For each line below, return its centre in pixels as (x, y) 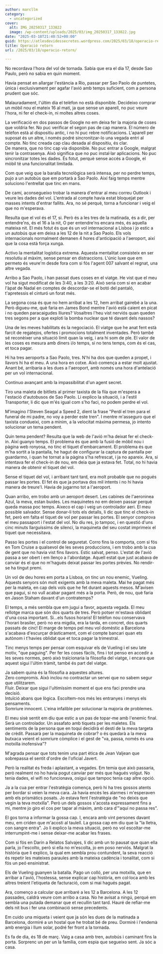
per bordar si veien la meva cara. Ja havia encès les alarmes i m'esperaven (80, 792)
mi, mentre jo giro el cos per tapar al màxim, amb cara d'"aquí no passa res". (81, 808)
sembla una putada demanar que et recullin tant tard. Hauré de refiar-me (78, 902)
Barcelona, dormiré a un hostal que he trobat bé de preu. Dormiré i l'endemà (81, 922)
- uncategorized (26, 18)
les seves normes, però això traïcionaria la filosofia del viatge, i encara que (80, 658)
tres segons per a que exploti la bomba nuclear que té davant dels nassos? (80, 318)
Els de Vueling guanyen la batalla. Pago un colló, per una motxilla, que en (78, 872)
